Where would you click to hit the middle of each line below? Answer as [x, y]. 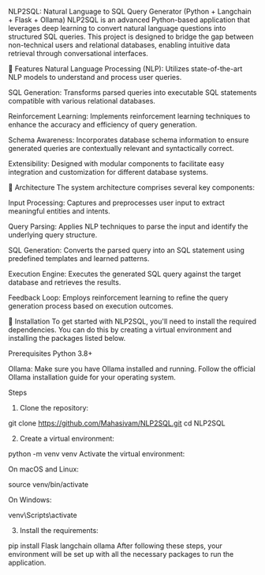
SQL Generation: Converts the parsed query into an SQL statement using [126, 250]
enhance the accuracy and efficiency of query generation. [103, 125]
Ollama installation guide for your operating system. [92, 377]
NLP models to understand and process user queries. [95, 77]
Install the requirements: [59, 530]
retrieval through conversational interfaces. [78, 53]
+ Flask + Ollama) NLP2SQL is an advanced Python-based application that [129, 20]
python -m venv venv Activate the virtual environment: [97, 454]
